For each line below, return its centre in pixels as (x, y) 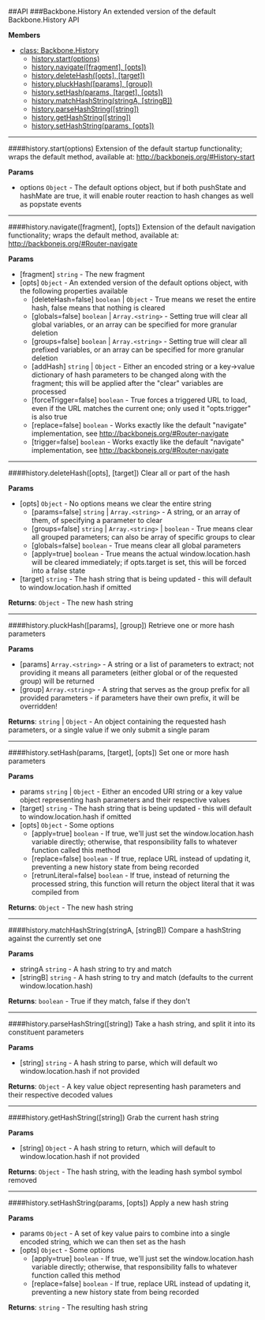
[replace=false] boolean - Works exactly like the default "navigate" (139, 425)
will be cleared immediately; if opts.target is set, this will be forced (139, 562)
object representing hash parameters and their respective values (125, 800)
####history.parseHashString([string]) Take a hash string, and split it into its (132, 1024)
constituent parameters (46, 1032)
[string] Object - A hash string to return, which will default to (118, 1148)
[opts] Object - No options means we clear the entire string (115, 503)
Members (24, 35)
